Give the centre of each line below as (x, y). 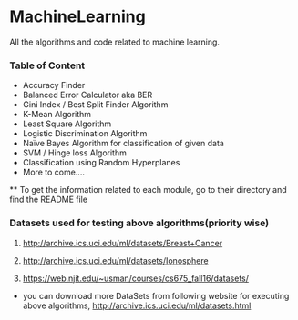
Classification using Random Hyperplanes (101, 163)
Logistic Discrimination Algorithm (85, 134)
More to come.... (53, 172)
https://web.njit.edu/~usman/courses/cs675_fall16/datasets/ (135, 278)
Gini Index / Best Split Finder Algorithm (95, 105)
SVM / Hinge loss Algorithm (75, 153)
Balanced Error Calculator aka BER (87, 95)
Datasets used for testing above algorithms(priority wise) (139, 223)
